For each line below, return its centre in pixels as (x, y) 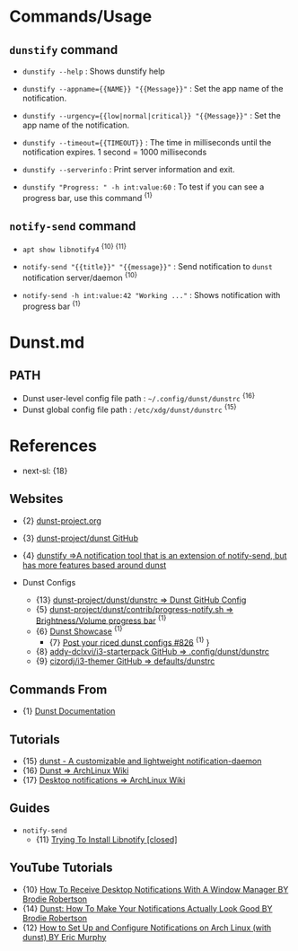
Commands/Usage (81, 17)
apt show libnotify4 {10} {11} (74, 249)
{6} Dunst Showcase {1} (79, 630)
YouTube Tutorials (61, 868)
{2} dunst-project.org (61, 520)
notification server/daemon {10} (79, 277)
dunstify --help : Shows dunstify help (94, 71)
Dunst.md (47, 342)
